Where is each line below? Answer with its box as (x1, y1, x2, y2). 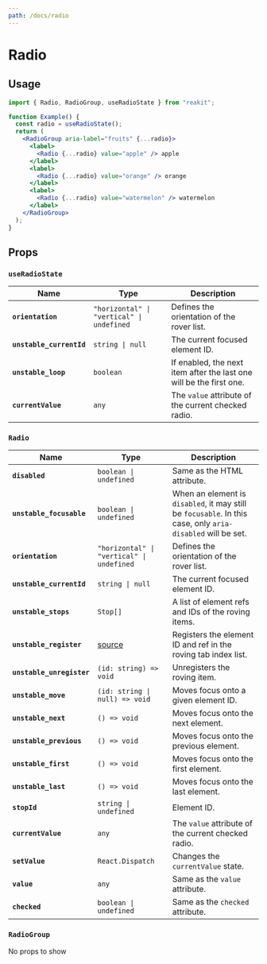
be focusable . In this (172, 508, 248, 519)
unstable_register (12, 641, 82, 649)
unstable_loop (12, 368, 66, 377)
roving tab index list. (172, 649, 248, 660)
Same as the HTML (172, 466, 244, 477)
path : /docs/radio (8, 11, 69, 20)
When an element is (172, 488, 246, 499)
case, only (172, 518, 211, 529)
